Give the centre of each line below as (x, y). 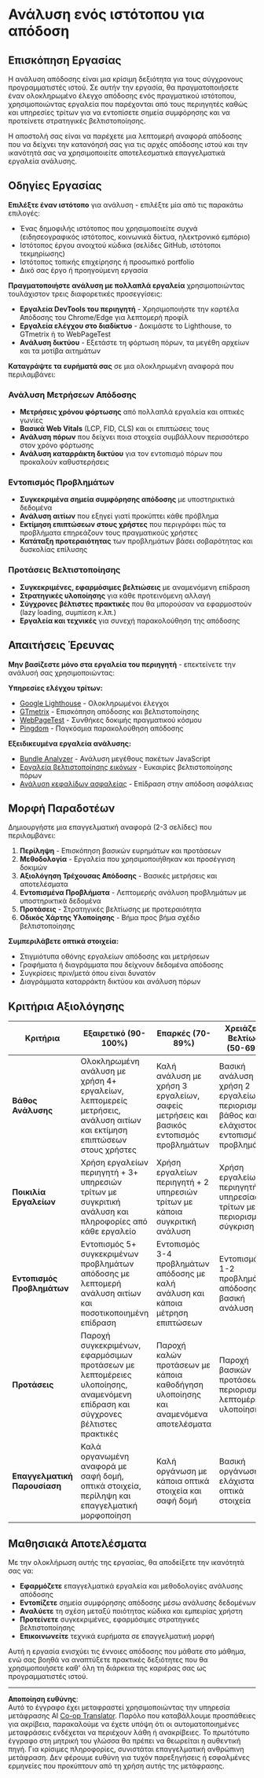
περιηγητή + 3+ (110, 1172)
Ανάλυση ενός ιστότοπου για (106, 15)
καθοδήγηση (180, 1385)
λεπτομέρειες (106, 1375)
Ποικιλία (29, 1192)
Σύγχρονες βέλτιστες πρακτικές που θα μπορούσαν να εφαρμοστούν (136, 604)
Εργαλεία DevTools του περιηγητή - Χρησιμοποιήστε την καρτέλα (129, 309)
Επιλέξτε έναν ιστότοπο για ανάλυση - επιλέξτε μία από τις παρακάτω (126, 204)
